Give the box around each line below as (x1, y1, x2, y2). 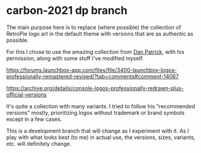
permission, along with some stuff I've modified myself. (6, 54, 144, 62)
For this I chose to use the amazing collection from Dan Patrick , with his (6, 48, 185, 55)
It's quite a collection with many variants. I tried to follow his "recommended (6, 102, 195, 109)
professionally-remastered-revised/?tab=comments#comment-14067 (6, 73, 179, 80)
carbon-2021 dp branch (6, 4, 128, 18)
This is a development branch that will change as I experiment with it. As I (6, 127, 189, 134)
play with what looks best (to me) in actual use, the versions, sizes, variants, (6, 134, 196, 141)
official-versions (6, 91, 47, 98)
